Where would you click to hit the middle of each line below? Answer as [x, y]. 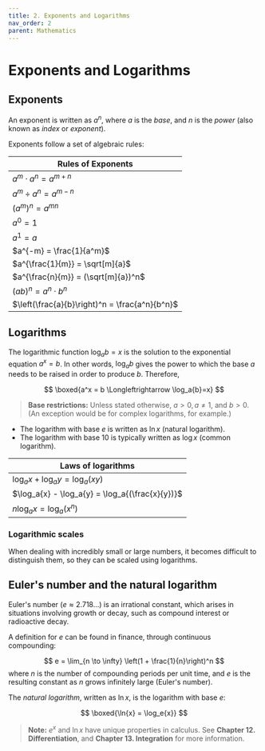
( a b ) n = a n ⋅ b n [40, 290]
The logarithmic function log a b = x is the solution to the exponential [120, 353]
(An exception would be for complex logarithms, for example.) [129, 413]
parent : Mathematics [43, 30]
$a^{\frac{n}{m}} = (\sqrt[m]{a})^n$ [79, 277]
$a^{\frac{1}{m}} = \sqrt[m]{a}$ [72, 263]
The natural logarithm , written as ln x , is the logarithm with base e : [117, 697]
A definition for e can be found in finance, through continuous [110, 637]
